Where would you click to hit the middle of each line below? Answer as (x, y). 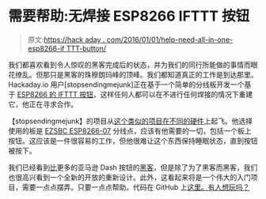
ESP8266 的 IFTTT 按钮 (55, 94)
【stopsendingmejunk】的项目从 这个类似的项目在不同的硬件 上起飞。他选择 (131, 121)
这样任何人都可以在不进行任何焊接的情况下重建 (177, 94)
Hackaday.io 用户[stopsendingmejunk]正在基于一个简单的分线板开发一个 (126, 84)
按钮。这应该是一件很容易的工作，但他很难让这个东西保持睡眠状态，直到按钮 (133, 141)
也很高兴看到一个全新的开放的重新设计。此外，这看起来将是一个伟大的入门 (129, 177)
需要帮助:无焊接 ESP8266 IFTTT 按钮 (129, 16)
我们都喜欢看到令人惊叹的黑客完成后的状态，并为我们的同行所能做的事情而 (129, 65)
